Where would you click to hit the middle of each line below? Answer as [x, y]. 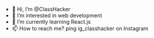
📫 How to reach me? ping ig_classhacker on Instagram [80, 28]
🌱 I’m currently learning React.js [51, 22]
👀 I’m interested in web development [57, 15]
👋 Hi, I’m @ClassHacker [41, 9]
